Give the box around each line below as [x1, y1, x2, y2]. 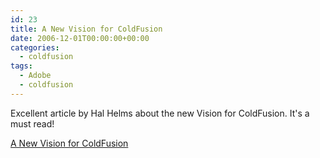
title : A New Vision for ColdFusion [10, 24, 163, 34]
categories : [10, 42, 60, 53]
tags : [10, 61, 33, 71]
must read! [10, 117, 55, 130]
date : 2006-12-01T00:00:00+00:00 [10, 33, 150, 43]
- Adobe [19, 71, 52, 81]
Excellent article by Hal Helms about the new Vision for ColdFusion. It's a [10, 107, 310, 119]
